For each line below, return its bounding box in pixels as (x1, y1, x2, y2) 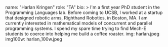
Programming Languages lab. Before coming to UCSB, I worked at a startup (5, 9, 163, 15)
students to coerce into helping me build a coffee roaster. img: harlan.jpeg (5, 31, 159, 36)
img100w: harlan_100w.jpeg (5, 36, 62, 42)
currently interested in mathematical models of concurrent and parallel (5, 20, 152, 26)
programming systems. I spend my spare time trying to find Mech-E (5, 25, 147, 31)
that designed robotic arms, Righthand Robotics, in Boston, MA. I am (5, 15, 148, 20)
